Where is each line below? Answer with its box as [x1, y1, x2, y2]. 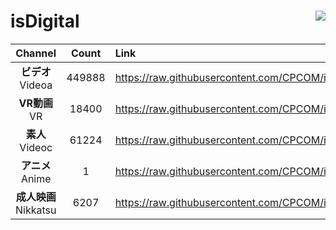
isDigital [10, 10, 80, 33]
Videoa [19, 78, 53, 92]
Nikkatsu [15, 203, 57, 217]
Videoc [19, 140, 53, 154]
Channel [15, 46, 57, 60]
